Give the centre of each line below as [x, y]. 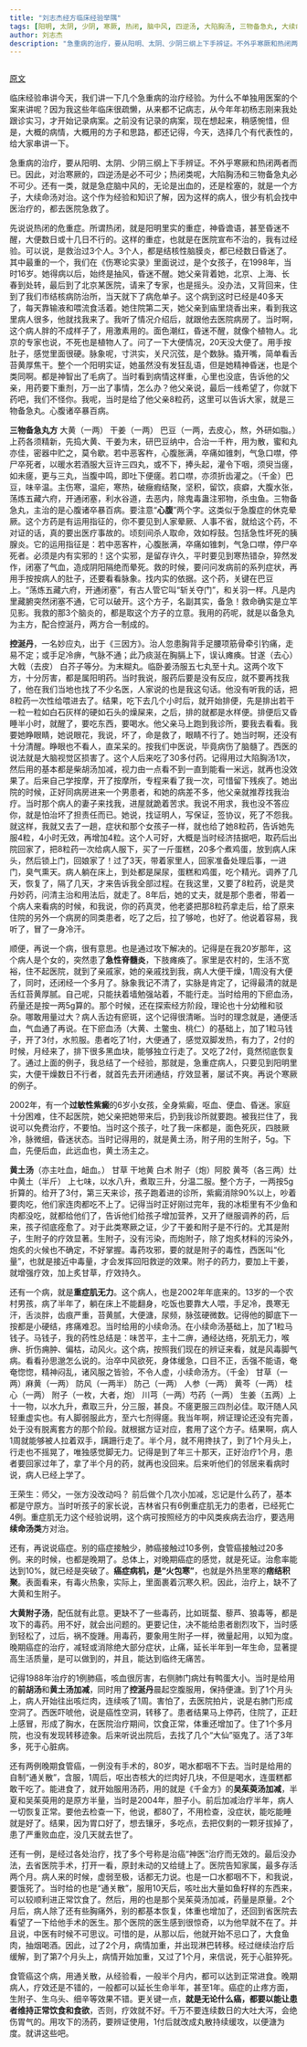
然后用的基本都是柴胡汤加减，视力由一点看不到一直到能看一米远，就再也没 [149, 769]
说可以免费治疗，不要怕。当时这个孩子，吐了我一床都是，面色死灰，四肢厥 [149, 1128]
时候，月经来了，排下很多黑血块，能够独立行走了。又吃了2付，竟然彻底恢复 [152, 1051]
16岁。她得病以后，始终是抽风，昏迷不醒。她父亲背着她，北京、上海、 [149, 274]
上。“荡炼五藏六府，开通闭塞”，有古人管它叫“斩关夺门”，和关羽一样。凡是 [148, 590]
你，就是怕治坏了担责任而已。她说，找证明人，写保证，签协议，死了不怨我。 [153, 815]
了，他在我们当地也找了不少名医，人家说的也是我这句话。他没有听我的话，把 [153, 690]
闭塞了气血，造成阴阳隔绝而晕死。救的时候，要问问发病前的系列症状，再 [161, 567]
